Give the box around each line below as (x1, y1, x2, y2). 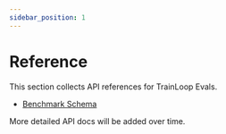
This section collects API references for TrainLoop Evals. (9, 81, 218, 92)
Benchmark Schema (21, 98, 97, 109)
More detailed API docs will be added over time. (9, 115, 186, 126)
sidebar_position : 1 (9, 13, 87, 22)
